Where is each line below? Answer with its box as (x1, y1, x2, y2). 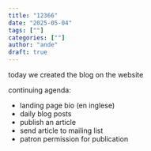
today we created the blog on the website (8, 70, 144, 79)
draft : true (8, 48, 47, 56)
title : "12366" (8, 11, 59, 20)
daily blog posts (19, 109, 72, 119)
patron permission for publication (19, 134, 129, 143)
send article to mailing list (19, 126, 104, 135)
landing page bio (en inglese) (19, 100, 115, 110)
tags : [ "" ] (8, 26, 44, 34)
